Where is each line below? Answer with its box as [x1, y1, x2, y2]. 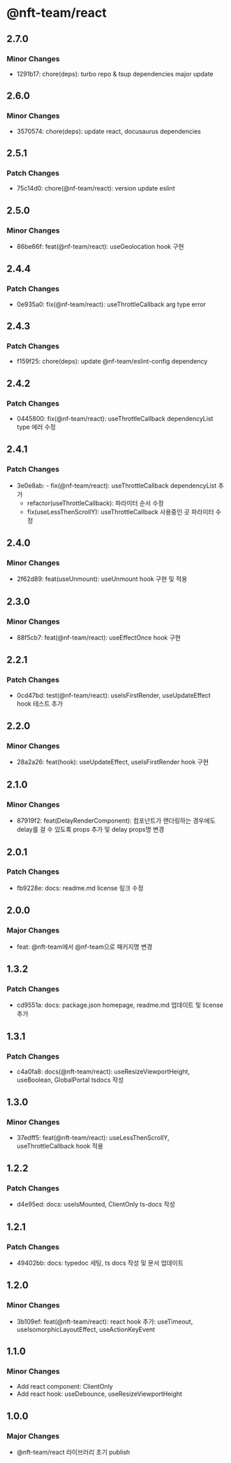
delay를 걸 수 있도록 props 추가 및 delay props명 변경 [16, 825, 165, 834]
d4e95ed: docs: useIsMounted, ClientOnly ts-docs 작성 [16, 1200, 175, 1209]
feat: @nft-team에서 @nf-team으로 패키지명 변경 [16, 942, 153, 951]
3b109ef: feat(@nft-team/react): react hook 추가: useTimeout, [16, 1317, 193, 1326]
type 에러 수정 [16, 423, 57, 431]
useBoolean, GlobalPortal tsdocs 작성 [16, 1076, 124, 1084]
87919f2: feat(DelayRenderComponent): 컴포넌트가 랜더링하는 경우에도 [16, 816, 216, 825]
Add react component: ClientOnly [16, 1382, 113, 1391]
